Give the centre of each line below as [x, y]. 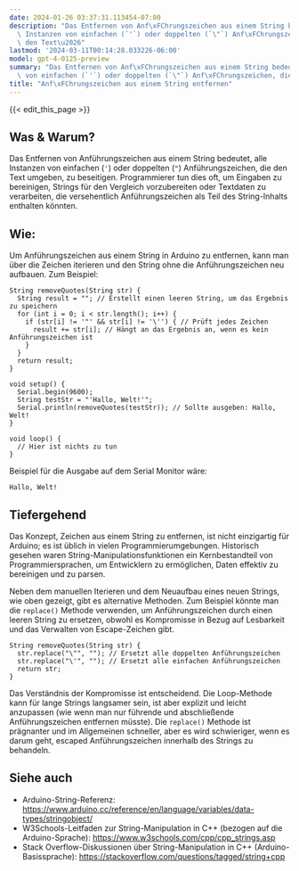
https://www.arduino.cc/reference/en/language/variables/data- [138, 809]
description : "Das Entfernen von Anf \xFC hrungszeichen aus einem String [147, 26]
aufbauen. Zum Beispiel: [54, 275]
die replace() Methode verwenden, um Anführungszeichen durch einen [141, 611]
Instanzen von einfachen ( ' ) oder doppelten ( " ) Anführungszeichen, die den [148, 168]
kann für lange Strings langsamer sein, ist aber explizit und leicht [128, 703]
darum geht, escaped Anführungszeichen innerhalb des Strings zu [131, 741]
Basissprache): [49, 856]
